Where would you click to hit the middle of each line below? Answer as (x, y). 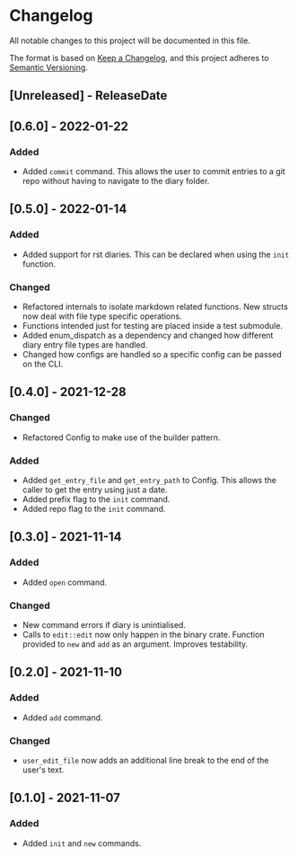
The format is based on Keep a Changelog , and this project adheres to (139, 57)
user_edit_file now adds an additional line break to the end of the (145, 760)
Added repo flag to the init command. (94, 508)
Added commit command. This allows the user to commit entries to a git (153, 172)
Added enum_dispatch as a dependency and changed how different (148, 335)
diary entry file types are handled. (85, 345)
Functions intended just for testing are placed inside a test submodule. (152, 326)
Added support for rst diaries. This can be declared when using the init (156, 254)
